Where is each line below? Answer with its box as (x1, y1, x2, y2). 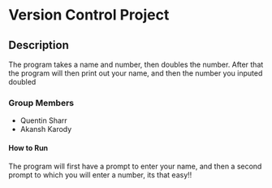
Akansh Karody (19, 125, 72, 134)
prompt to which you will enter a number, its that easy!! (8, 169, 192, 180)
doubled (8, 77, 37, 86)
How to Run (8, 142, 49, 152)
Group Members (8, 97, 75, 108)
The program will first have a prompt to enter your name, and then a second (8, 161, 262, 171)
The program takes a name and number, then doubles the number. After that (8, 59, 264, 69)
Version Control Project (8, 6, 170, 24)
